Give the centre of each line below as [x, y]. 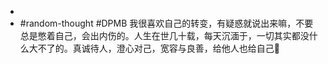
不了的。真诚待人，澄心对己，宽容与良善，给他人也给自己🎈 [158, 48]
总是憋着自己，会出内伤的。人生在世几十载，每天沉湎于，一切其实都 [160, 35]
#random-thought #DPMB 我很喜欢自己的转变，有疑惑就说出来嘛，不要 [166, 23]
